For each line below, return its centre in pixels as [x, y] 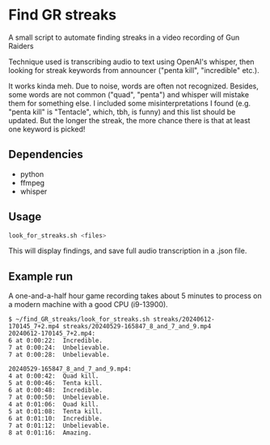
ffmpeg [32, 182]
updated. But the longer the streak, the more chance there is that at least [129, 120]
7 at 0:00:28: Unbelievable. [59, 355]
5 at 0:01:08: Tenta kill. [56, 412]
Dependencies [46, 154]
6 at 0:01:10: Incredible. [56, 419]
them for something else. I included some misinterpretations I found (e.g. [130, 103]
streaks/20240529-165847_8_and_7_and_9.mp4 [137, 327]
